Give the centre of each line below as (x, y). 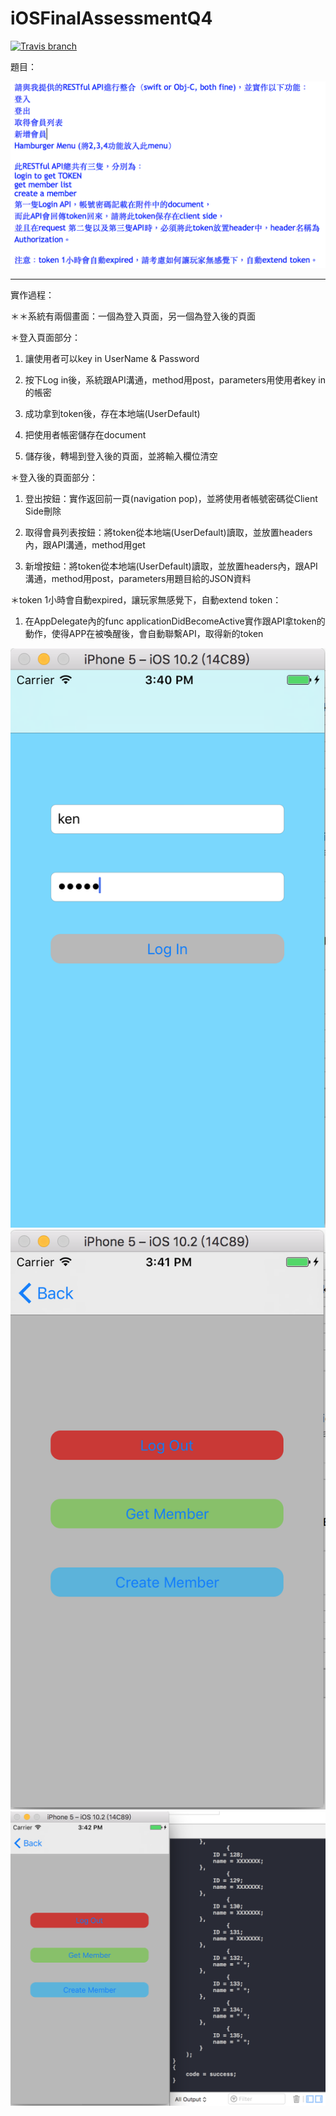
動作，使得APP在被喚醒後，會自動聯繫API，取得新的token (144, 634)
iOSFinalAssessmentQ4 (111, 18)
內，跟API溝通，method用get (85, 545)
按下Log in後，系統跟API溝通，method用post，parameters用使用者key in (175, 380)
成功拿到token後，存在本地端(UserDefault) (112, 414)
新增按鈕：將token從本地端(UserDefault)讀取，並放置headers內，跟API (171, 566)
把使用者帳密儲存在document (85, 435)
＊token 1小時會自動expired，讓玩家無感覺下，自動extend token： (146, 600)
